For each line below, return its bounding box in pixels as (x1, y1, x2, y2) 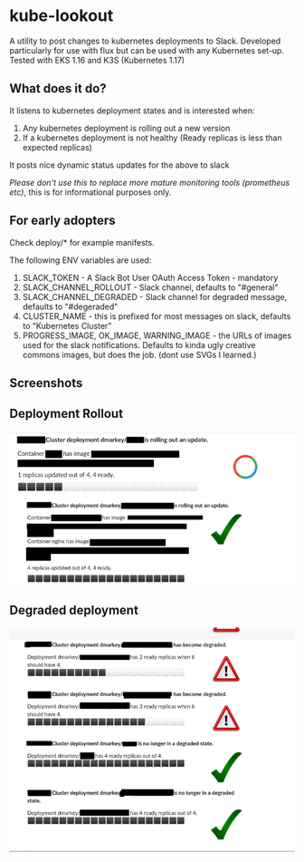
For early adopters (9, 213, 116, 228)
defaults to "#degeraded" (22, 301, 119, 312)
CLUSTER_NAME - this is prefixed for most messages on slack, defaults (22, 310, 291, 322)
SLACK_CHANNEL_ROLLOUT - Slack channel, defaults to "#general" (22, 282, 279, 293)
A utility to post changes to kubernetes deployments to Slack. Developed (9, 35, 281, 46)
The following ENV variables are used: (9, 255, 152, 266)
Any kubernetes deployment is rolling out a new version (22, 122, 231, 133)
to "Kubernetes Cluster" (22, 320, 112, 331)
